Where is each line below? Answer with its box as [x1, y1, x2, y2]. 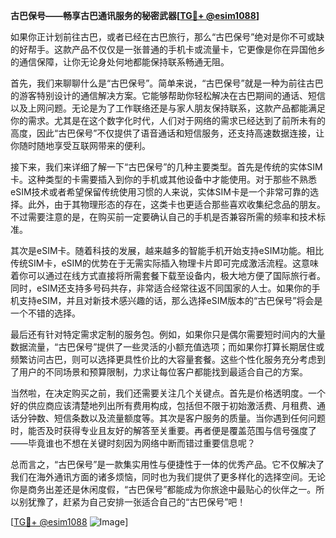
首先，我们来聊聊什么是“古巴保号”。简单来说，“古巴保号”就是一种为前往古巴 [10, 77, 324, 89]
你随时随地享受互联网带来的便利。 [10, 140, 151, 151]
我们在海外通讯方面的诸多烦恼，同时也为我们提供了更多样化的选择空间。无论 [10, 471, 326, 483]
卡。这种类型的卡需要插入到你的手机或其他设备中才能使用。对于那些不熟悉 [10, 174, 317, 185]
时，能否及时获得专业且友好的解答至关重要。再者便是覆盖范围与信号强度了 [10, 425, 317, 436]
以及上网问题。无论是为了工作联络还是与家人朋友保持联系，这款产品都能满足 [10, 102, 326, 114]
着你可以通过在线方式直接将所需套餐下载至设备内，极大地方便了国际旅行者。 [10, 270, 326, 281]
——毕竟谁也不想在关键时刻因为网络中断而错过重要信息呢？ [10, 437, 256, 449]
